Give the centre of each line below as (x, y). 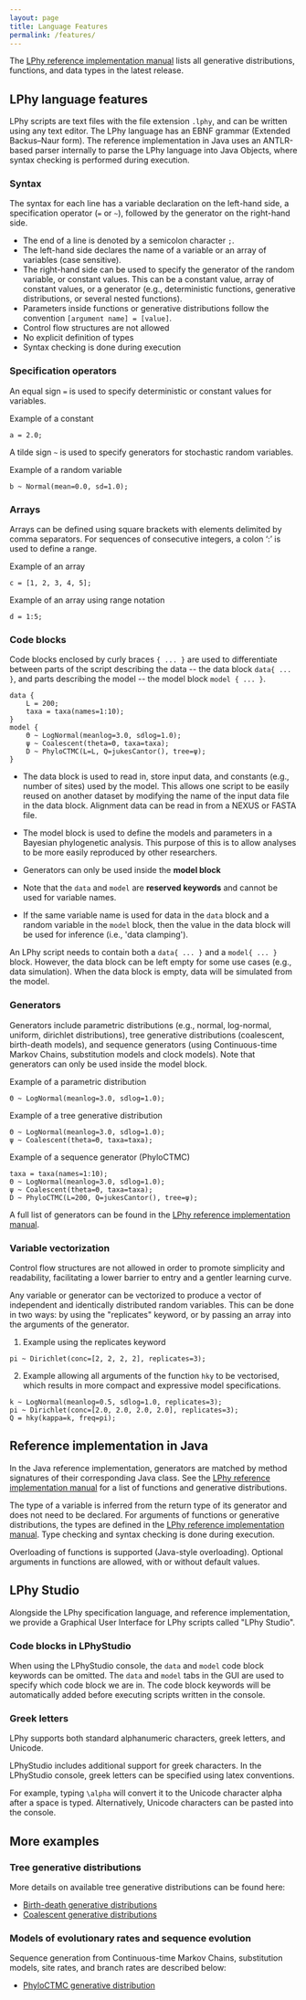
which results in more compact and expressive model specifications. (152, 1385)
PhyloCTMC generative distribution (89, 1985)
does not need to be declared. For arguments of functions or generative (145, 1515)
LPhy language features (79, 99)
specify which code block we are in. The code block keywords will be (140, 1685)
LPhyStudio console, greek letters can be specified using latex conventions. (152, 1775)
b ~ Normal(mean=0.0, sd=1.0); (69, 486)
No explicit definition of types (78, 338)
